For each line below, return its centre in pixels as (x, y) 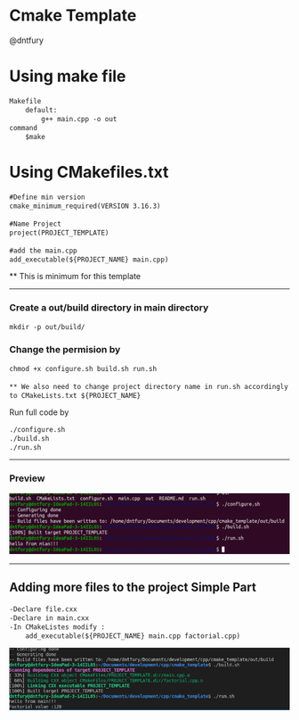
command (24, 128)
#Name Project (36, 224)
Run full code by (39, 412)
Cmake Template (73, 16)
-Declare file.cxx (43, 609)
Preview (27, 478)
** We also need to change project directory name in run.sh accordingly (149, 387)
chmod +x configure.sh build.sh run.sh (83, 369)
